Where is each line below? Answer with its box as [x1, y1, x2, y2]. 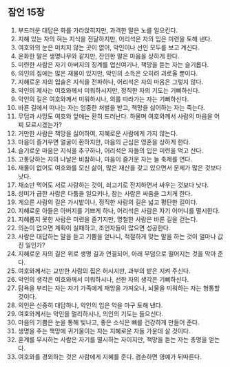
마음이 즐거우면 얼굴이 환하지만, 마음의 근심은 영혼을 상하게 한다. [17, 137, 191, 146]
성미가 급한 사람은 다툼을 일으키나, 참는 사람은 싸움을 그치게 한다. [17, 189, 192, 197]
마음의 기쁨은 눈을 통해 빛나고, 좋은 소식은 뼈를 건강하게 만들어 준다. [17, 318, 200, 326]
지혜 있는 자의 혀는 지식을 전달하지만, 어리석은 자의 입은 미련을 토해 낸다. [17, 34, 213, 43]
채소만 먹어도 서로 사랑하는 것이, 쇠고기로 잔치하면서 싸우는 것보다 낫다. [17, 181, 209, 189]
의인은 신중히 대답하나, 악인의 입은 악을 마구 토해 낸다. [17, 301, 163, 309]
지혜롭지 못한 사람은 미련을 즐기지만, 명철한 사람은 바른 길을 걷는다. [17, 215, 198, 223]
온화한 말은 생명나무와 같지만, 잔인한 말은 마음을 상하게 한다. [17, 52, 180, 60]
